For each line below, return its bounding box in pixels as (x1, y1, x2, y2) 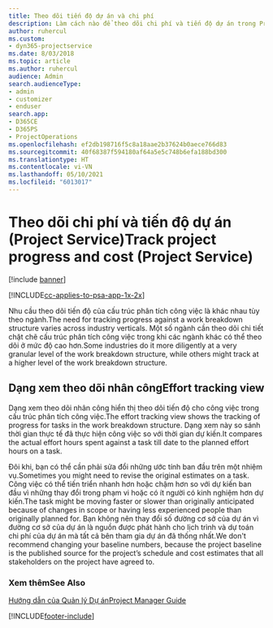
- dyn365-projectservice (8, 42, 93, 50)
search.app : (8, 110, 49, 119)
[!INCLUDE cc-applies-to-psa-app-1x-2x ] (8, 290, 145, 300)
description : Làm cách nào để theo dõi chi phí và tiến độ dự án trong (8, 19, 256, 28)
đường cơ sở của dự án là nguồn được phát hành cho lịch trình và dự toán (8, 522, 254, 532)
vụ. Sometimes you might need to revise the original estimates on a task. (8, 470, 249, 480)
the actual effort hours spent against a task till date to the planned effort (8, 437, 249, 447)
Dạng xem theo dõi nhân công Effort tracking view (8, 381, 265, 395)
